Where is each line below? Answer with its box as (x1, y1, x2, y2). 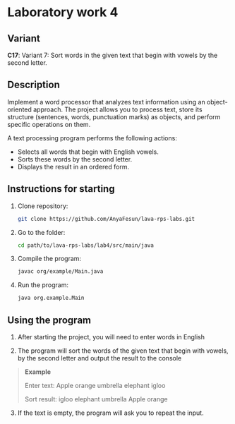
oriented (7, 105, 32, 114)
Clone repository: (17, 202, 68, 210)
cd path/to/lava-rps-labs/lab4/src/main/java (17, 241, 154, 249)
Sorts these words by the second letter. (17, 155, 133, 163)
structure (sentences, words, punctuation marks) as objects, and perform (7, 112, 221, 121)
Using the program (7, 314, 92, 326)
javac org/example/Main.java (17, 268, 104, 275)
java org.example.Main (17, 294, 85, 302)
